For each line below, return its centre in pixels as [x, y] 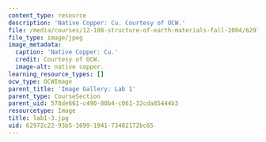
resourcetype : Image [42, 111]
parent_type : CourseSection [55, 96]
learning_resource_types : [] [56, 74]
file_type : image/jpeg [46, 37]
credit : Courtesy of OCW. [58, 60]
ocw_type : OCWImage [40, 81]
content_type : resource [47, 15]
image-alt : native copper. [60, 67]
